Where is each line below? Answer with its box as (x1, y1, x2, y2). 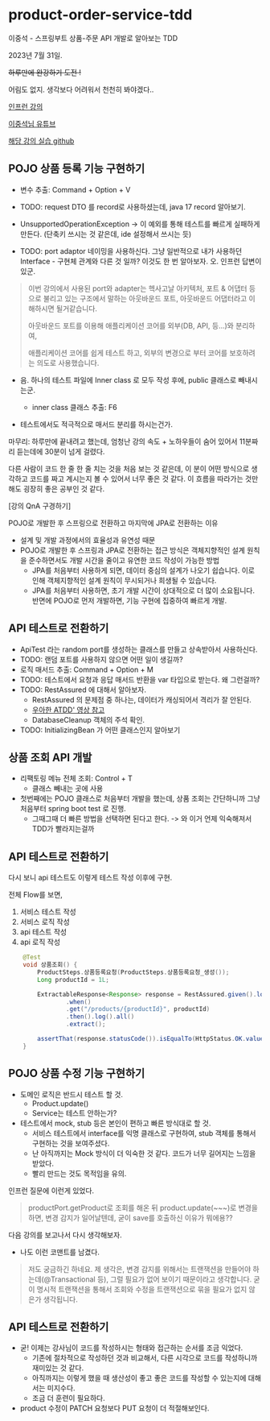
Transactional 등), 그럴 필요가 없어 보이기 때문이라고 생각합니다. (51, 1274, 252, 1284)
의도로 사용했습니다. (36, 358, 100, 367)
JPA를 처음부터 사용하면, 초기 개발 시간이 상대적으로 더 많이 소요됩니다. (31, 586, 256, 595)
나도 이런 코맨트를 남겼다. (19, 1247, 100, 1257)
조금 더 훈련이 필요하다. (31, 1394, 106, 1403)
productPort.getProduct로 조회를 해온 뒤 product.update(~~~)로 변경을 (27, 1203, 259, 1212)
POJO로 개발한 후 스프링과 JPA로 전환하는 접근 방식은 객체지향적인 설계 (19, 545, 245, 555)
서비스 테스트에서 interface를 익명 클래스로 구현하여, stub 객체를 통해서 (31, 1128, 256, 1137)
